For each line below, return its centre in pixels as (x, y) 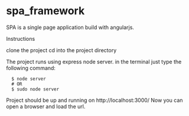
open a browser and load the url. (46, 106)
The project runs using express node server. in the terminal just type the (94, 62)
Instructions (21, 38)
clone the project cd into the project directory (61, 50)
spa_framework (45, 11)
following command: (31, 68)
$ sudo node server (35, 89)
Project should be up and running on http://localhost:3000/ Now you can (94, 100)
